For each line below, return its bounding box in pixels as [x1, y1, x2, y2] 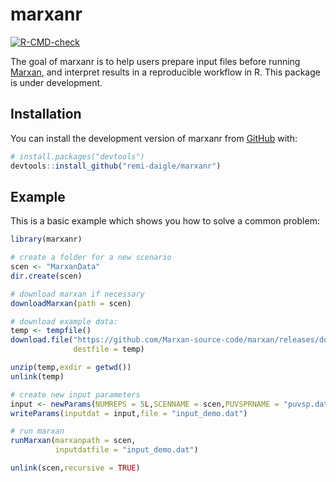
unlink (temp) [10, 371, 65, 382]
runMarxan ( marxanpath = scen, [10, 436, 137, 446]
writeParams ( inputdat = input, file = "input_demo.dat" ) [10, 408, 248, 418]
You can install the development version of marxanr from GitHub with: [10, 132, 298, 144]
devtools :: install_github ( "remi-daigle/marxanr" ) [10, 161, 222, 171]
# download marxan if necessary [10, 289, 145, 299]
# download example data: [10, 316, 118, 327]
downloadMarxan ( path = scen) [10, 298, 132, 308]
